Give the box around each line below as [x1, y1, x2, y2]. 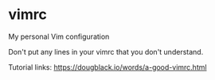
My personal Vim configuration [8, 32, 110, 41]
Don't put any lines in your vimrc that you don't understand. [8, 47, 204, 56]
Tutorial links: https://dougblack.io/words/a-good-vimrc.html [8, 62, 207, 72]
